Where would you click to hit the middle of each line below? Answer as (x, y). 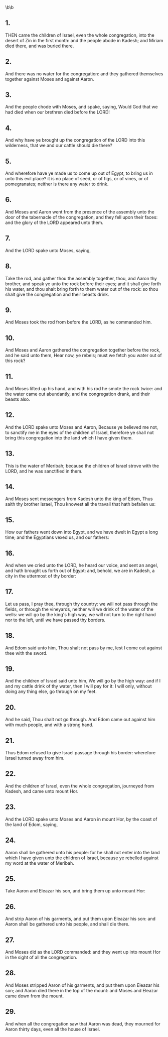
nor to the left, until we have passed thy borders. (55, 620)
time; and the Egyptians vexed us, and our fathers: (57, 537)
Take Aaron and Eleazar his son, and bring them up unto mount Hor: (75, 891)
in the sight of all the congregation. (41, 957)
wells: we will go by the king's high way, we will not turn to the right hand (81, 614)
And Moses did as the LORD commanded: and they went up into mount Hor (83, 952)
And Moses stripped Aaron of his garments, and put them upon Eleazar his (82, 985)
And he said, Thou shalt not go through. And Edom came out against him (80, 720)
